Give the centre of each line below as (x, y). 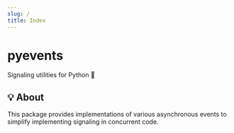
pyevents (35, 56)
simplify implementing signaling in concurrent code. (83, 122)
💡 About (26, 97)
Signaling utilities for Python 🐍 (51, 75)
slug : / (19, 14)
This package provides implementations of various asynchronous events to (117, 115)
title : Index (27, 21)
